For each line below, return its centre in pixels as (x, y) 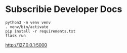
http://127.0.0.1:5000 (26, 45)
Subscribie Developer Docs (64, 9)
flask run (16, 35)
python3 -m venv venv (28, 22)
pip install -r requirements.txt (40, 31)
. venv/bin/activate (27, 27)
